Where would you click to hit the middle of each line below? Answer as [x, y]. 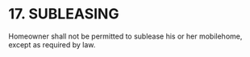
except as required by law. [52, 44]
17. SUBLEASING [64, 14]
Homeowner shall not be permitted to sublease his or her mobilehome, [125, 36]
